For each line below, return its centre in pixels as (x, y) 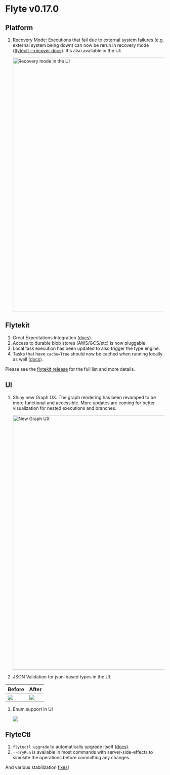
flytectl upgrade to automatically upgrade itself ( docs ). (71, 747)
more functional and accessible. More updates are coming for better (84, 403)
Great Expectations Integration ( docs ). (52, 337)
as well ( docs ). (28, 359)
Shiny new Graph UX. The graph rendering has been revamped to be (84, 397)
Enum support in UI (33, 709)
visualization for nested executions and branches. (64, 408)
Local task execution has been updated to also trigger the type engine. (86, 348)
